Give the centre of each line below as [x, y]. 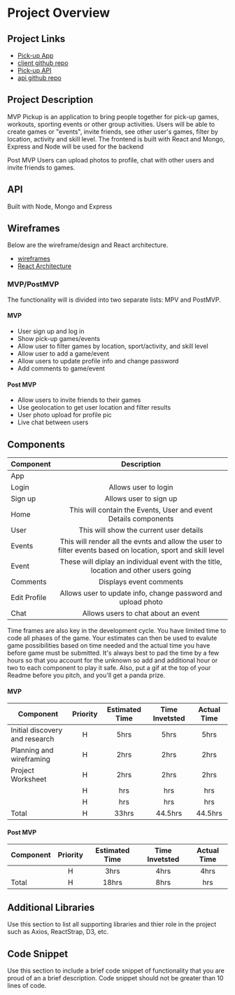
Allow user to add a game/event [63, 353]
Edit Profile [29, 597]
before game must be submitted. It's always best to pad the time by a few [113, 653]
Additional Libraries [51, 907]
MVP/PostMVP [33, 284]
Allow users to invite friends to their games [79, 400]
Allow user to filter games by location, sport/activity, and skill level [113, 346]
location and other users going [141, 570]
